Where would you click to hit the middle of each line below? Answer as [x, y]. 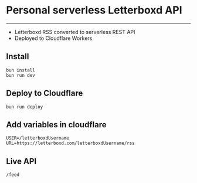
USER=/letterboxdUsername [38, 138]
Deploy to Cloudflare [45, 94]
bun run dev [21, 75]
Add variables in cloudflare [56, 125]
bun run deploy [25, 107]
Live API [21, 161]
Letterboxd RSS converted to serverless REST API [75, 32]
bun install [21, 70]
